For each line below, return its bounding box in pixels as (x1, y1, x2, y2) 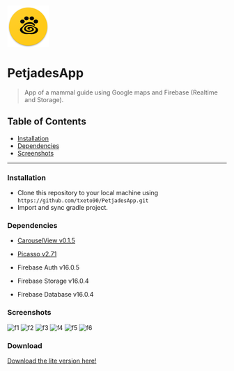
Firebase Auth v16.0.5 (17, 263, 80, 272)
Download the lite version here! (7, 356, 97, 365)
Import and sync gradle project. (17, 204, 108, 212)
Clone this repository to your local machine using (17, 189, 159, 197)
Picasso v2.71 (17, 250, 57, 258)
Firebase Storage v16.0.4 (17, 277, 89, 286)
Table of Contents (7, 116, 87, 128)
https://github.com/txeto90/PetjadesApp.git (17, 197, 149, 204)
